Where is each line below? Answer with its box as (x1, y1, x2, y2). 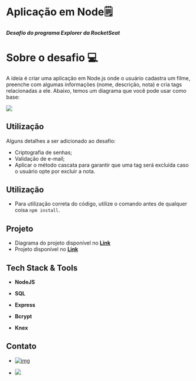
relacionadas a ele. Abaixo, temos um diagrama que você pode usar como (6, 87, 187, 94)
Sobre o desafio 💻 (6, 51, 99, 64)
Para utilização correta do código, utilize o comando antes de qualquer (14, 200, 188, 207)
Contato (6, 341, 37, 351)
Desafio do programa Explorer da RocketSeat (6, 29, 120, 36)
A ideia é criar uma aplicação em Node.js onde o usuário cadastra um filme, (6, 74, 191, 82)
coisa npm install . (14, 207, 60, 214)
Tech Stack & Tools (6, 263, 78, 273)
